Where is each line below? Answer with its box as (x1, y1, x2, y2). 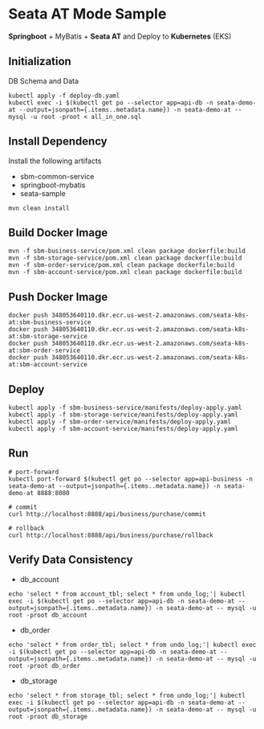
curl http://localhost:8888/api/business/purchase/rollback (8, 531, 214, 539)
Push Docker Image (8, 290, 108, 304)
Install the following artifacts (8, 156, 102, 166)
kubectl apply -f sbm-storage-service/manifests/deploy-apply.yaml (8, 411, 239, 419)
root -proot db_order (8, 661, 81, 670)
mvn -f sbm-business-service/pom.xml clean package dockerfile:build (8, 247, 246, 256)
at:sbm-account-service (8, 361, 88, 369)
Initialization (8, 55, 72, 68)
